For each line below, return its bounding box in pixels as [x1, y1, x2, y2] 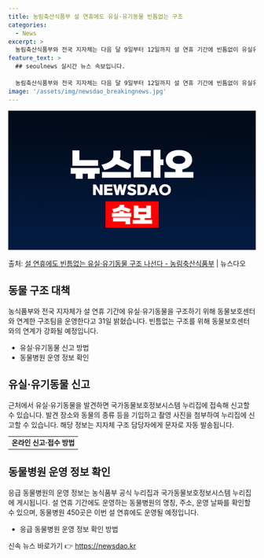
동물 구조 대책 [8, 284, 71, 297]
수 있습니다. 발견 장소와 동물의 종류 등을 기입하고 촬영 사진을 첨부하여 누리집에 [8, 410, 247, 419]
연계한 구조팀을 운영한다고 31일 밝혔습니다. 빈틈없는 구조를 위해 [16, 316, 211, 326]
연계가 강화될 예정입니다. [22, 326, 99, 335]
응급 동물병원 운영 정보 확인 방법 [19, 524, 119, 534]
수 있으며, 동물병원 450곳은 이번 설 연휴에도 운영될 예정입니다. [8, 508, 199, 517]
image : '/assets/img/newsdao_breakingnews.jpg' [8, 87, 167, 95]
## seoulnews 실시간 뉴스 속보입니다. [15, 63, 126, 71]
